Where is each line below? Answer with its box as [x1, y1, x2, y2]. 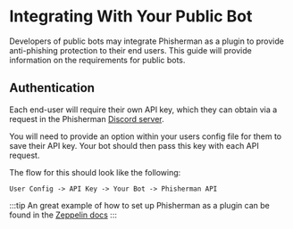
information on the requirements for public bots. [9, 54, 186, 65]
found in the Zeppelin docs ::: [9, 209, 118, 220]
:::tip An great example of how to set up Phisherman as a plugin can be [9, 200, 271, 210]
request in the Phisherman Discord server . [9, 113, 165, 124]
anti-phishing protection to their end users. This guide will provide [9, 45, 252, 55]
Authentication [9, 80, 96, 95]
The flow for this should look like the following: [9, 167, 181, 177]
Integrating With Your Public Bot [9, 6, 253, 27]
